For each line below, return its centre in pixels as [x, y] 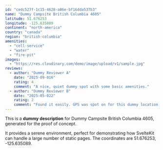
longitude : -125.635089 [29, 23]
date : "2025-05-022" [35, 95]
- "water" [19, 50]
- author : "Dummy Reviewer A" [40, 73]
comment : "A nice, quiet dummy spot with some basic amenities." [82, 86]
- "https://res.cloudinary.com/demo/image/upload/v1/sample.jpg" [77, 64]
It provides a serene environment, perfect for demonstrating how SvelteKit [80, 133]
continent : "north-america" [34, 28]
